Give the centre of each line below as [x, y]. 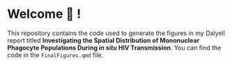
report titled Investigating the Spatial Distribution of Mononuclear [103, 40]
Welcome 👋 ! [44, 14]
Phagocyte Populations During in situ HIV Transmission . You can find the [114, 47]
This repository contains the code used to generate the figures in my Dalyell [116, 33]
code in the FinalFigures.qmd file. [55, 55]
